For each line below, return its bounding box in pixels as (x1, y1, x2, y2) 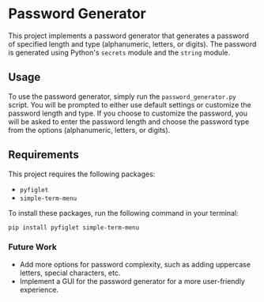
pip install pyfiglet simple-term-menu (8, 223, 140, 232)
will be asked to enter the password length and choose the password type (8, 116, 250, 126)
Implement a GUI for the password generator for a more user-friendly (19, 276, 245, 285)
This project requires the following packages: (8, 169, 156, 179)
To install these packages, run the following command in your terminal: (8, 208, 239, 217)
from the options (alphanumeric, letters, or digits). (8, 125, 171, 134)
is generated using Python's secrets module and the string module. (8, 47, 231, 57)
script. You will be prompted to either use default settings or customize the (8, 100, 251, 109)
